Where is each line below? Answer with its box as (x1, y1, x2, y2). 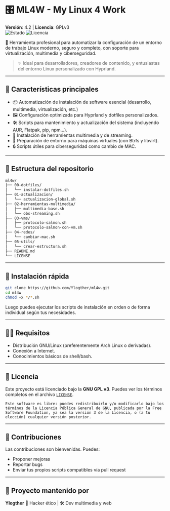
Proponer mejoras (12, 456, 51, 462)
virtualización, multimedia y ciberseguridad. (5, 50, 97, 56)
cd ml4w (5, 290, 22, 295)
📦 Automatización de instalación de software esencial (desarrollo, (12, 99, 152, 105)
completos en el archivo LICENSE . (5, 391, 74, 398)
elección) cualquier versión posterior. (5, 414, 92, 419)
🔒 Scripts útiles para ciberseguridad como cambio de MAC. (12, 143, 137, 149)
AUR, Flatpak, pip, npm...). (12, 127, 67, 133)
